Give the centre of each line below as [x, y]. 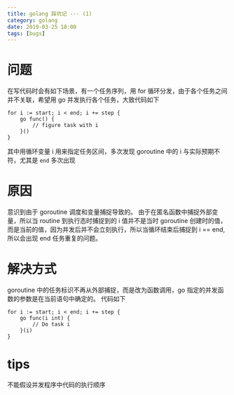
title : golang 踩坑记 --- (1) [50, 14]
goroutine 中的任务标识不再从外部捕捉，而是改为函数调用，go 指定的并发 [112, 290]
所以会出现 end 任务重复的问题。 [54, 239]
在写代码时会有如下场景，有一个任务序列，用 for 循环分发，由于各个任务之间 [117, 91]
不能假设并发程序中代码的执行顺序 [56, 384]
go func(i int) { [45, 319]
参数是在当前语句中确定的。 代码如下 [73, 299]
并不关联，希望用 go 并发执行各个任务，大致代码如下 [83, 100]
